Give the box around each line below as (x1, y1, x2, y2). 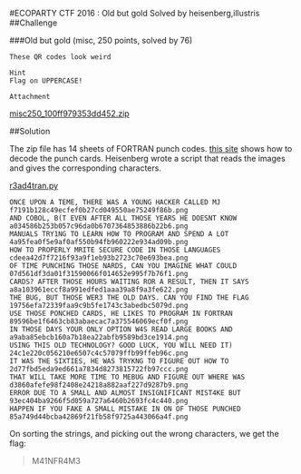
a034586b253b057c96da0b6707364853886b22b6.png (9, 222, 189, 231)
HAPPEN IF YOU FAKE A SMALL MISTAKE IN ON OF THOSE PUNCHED (9, 404, 242, 413)
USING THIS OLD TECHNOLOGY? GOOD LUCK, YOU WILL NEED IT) (9, 341, 233, 350)
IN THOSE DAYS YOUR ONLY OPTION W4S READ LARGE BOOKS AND (9, 325, 233, 334)
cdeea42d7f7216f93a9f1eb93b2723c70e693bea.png (9, 253, 189, 262)
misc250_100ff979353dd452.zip (9, 108, 130, 119)
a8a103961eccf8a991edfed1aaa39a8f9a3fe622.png (9, 285, 189, 294)
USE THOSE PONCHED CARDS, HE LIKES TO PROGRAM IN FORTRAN (9, 309, 233, 318)
